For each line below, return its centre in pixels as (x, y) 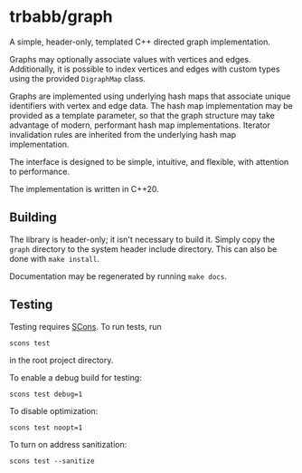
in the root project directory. (61, 360)
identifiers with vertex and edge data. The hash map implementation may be (151, 105)
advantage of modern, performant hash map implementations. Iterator (140, 125)
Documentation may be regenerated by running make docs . (118, 276)
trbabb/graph (61, 17)
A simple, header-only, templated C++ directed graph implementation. (140, 42)
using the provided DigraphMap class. (78, 78)
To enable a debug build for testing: (75, 377)
